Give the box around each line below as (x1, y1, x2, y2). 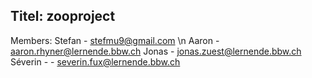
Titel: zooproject (10, 8, 116, 25)
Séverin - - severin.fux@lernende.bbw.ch (10, 55, 181, 68)
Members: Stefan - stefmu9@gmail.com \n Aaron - (10, 34, 220, 46)
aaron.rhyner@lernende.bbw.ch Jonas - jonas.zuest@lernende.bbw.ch (10, 45, 302, 57)
